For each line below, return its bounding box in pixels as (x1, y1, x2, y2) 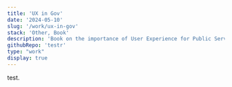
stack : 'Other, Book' (7, 29, 70, 36)
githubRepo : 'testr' (7, 42, 67, 49)
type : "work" (7, 49, 45, 55)
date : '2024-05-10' (7, 16, 64, 23)
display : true (7, 55, 48, 62)
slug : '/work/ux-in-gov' (7, 23, 79, 29)
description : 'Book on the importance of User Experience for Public (7, 36, 212, 42)
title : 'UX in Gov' (7, 10, 64, 17)
